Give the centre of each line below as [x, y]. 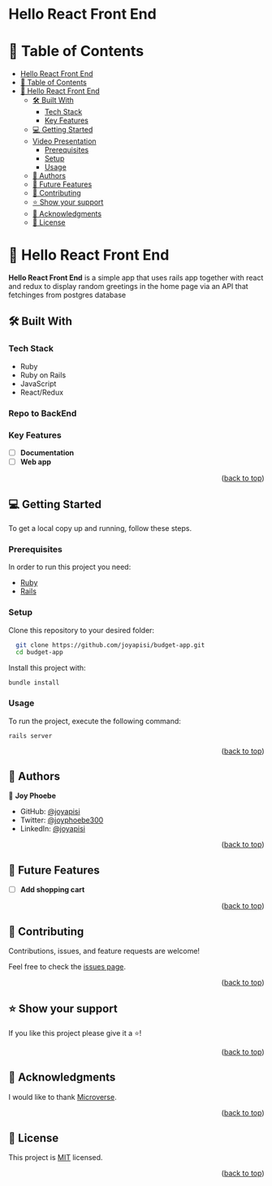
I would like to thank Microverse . [63, 1097]
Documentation [47, 452]
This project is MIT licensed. [56, 1158]
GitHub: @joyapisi [50, 812]
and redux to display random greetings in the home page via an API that [129, 287]
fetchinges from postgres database [67, 295]
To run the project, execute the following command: [95, 721]
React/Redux [41, 392]
